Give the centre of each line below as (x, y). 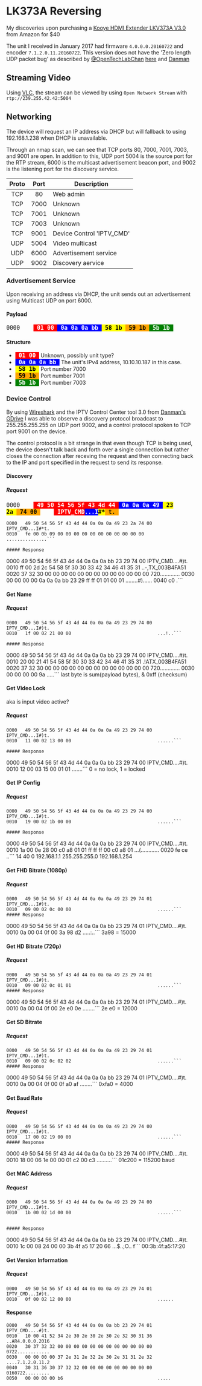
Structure (19, 342)
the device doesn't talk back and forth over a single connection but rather (98, 449)
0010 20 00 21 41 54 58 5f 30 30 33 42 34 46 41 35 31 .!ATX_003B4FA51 (96, 661)
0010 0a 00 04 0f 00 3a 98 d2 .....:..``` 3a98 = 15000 (71, 932)
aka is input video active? (38, 701)
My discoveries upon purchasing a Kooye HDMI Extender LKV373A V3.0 (96, 28)
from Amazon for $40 (33, 34)
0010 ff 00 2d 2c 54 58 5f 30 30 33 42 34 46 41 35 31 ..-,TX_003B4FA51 (96, 567)
